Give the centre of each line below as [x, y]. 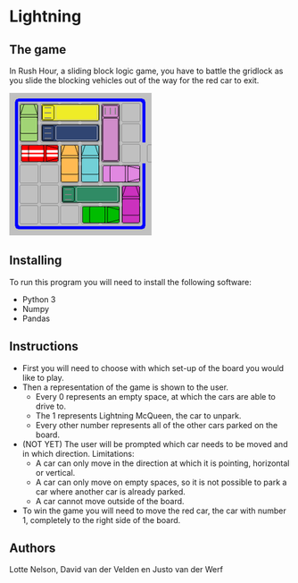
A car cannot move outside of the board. [110, 501]
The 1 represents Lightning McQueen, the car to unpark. [138, 415]
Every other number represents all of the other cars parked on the [157, 425]
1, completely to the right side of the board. [101, 520]
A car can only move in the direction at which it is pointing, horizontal [162, 463]
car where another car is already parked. [110, 491]
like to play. [43, 377]
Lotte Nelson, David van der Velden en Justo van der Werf [116, 570]
